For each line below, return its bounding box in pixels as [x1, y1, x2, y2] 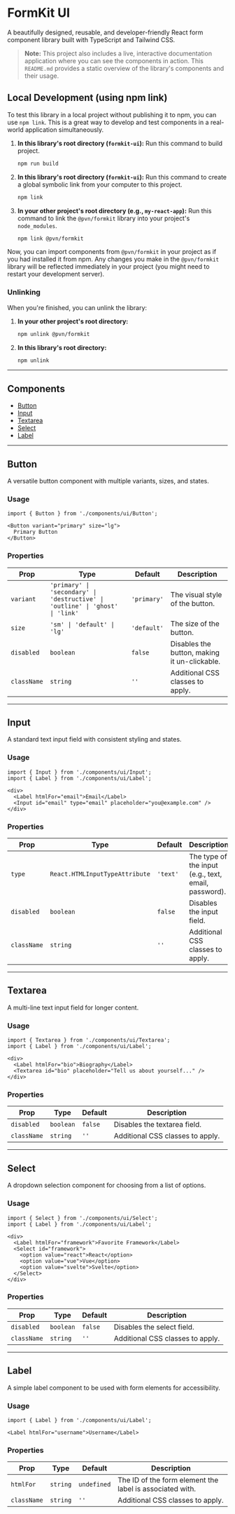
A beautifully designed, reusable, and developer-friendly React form [7, 28, 204, 36]
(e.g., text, [188, 869, 222, 879]
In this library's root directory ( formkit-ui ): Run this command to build [17, 139, 222, 147]
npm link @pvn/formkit [17, 235, 84, 242]
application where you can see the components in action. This [24, 56, 204, 65]
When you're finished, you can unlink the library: [7, 303, 148, 311]
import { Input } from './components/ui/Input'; [7, 768, 152, 776]
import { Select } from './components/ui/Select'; [7, 1214, 158, 1221]
